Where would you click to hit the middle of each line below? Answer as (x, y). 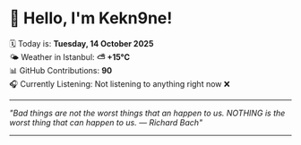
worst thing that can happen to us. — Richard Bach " (106, 122)
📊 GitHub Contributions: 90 (61, 70)
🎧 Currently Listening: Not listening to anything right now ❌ (120, 83)
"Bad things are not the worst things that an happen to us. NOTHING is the (147, 113)
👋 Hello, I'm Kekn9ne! (91, 18)
